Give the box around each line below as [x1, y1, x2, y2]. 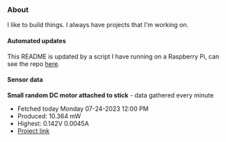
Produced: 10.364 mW [17, 111, 81, 120]
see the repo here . [7, 59, 60, 68]
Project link [17, 127, 50, 135]
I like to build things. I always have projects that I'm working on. [7, 21, 189, 29]
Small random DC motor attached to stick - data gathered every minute [7, 90, 214, 99]
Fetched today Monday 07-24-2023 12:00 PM [17, 104, 150, 113]
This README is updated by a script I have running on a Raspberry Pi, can [7, 52, 220, 61]
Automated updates [7, 36, 66, 45]
